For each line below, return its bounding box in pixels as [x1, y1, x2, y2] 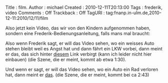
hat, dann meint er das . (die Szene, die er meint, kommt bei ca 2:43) [5, 72, 150, 78]
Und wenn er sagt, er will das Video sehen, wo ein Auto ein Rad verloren [5, 66, 158, 72]
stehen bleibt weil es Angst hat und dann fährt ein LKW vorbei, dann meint [5, 46, 163, 51]
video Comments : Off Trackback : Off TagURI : [5, 10, 105, 16]
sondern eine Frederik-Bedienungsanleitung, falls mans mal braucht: [5, 31, 151, 36]
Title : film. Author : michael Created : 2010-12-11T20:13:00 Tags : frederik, [5, 5, 163, 10]
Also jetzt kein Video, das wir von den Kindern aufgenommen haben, [5, 25, 151, 31]
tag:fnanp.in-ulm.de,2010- [106, 10, 162, 16]
